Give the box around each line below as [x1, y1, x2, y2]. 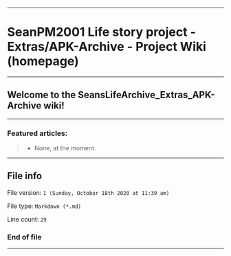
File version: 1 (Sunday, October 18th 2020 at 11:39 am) [7, 188, 170, 196]
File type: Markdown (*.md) [7, 202, 81, 210]
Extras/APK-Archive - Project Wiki [7, 39, 206, 55]
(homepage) [7, 54, 79, 69]
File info [7, 170, 43, 182]
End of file [7, 232, 42, 242]
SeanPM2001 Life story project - [7, 25, 197, 40]
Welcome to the [7, 89, 76, 101]
